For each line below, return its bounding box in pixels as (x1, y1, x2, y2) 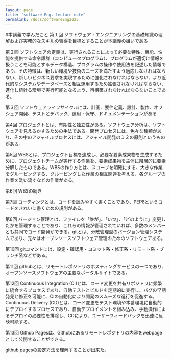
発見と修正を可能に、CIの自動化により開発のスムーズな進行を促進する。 (5, 293, 157, 299)
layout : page (5, 7, 33, 13)
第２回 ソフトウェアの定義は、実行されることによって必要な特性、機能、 (5, 49, 158, 55)
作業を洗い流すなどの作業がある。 (5, 177, 77, 183)
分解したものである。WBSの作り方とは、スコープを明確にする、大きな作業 (5, 164, 163, 171)
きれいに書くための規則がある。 (18, 205, 86, 211)
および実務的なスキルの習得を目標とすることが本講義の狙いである (9, 38, 149, 44)
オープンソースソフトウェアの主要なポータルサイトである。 (5, 270, 130, 276)
